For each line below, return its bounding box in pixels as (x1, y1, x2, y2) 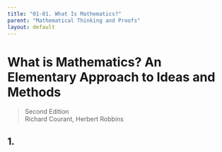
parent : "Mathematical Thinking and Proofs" (7, 17, 141, 24)
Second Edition (24, 107, 69, 116)
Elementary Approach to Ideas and (7, 69, 216, 85)
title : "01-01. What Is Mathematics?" (7, 10, 122, 18)
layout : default (7, 23, 55, 30)
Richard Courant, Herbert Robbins (24, 115, 124, 124)
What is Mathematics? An (7, 54, 162, 70)
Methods (7, 84, 62, 100)
